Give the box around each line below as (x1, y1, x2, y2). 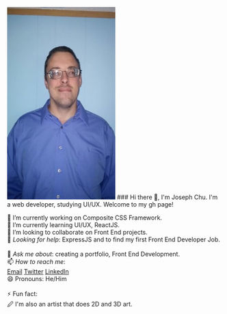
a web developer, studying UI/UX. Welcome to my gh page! (7, 200, 174, 208)
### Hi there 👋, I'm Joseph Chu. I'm (116, 193, 218, 201)
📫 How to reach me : (7, 258, 66, 265)
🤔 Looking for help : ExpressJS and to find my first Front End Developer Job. (7, 235, 221, 244)
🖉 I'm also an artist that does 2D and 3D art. (7, 300, 133, 308)
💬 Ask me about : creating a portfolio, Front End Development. (7, 250, 180, 258)
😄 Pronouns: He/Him (7, 275, 67, 283)
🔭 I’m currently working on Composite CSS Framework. (7, 213, 163, 222)
